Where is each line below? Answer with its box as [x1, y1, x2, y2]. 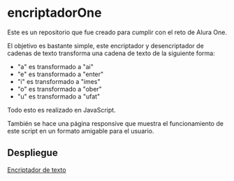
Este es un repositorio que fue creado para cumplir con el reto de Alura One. [7, 28, 227, 36]
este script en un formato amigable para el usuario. [7, 126, 154, 135]
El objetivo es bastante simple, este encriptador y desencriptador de [7, 41, 204, 50]
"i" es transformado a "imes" [17, 77, 101, 85]
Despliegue [7, 147, 58, 159]
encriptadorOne [7, 5, 102, 21]
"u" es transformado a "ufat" [17, 92, 101, 101]
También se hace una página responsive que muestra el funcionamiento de [7, 119, 224, 127]
